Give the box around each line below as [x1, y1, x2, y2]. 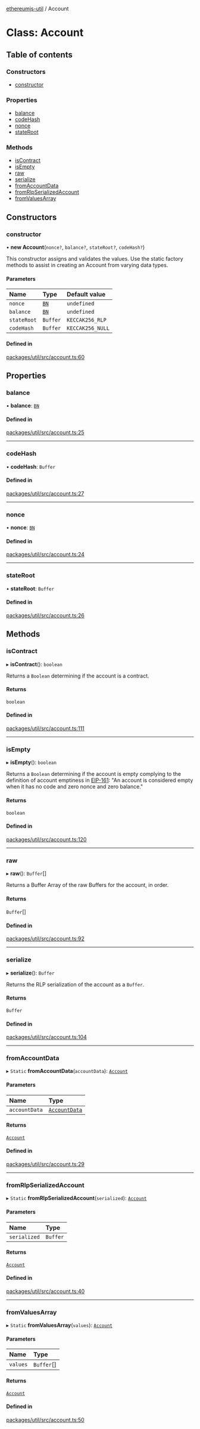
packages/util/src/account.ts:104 [6, 1034, 87, 1041]
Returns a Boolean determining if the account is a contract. [6, 672, 150, 679]
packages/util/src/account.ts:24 [6, 551, 85, 558]
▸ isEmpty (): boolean [6, 759, 57, 766]
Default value [66, 290, 106, 299]
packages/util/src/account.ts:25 [6, 429, 85, 436]
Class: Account [6, 26, 84, 39]
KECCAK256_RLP [66, 317, 107, 324]
